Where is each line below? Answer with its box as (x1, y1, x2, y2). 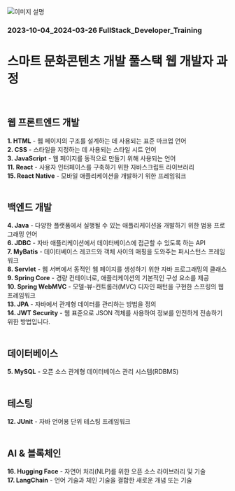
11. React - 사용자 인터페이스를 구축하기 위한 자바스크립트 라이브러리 (7, 162, 194, 171)
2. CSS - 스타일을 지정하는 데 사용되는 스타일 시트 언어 (7, 145, 157, 153)
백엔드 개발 (7, 202, 52, 214)
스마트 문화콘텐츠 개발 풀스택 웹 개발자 (7, 53, 214, 69)
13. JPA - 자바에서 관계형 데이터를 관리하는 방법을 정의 (7, 300, 157, 308)
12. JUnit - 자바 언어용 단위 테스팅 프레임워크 (7, 417, 131, 426)
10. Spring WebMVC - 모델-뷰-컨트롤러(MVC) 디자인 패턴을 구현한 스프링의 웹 (7, 282, 224, 291)
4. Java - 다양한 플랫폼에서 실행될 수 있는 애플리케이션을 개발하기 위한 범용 (7, 221, 213, 230)
